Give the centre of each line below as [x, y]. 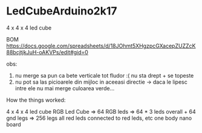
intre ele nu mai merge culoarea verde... [65, 88]
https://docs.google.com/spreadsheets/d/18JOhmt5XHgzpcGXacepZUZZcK [101, 46]
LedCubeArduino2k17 [62, 11]
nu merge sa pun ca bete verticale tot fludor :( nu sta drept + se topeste [104, 75]
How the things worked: [36, 100]
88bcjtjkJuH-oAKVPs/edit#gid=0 [47, 52]
